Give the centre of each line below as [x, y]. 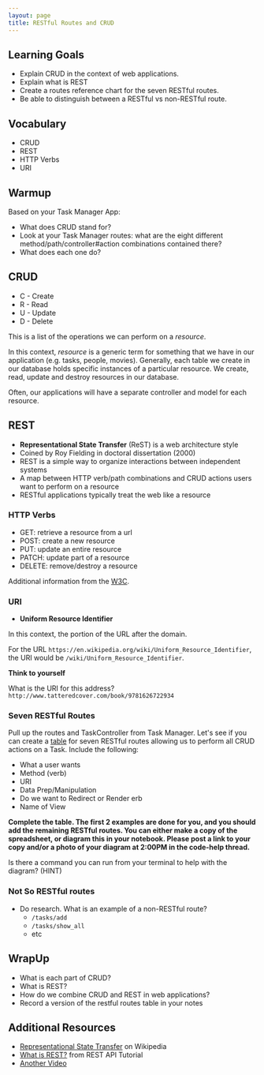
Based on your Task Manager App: [64, 212]
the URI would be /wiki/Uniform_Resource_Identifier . [96, 658]
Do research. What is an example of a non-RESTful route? [113, 908]
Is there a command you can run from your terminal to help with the [118, 863]
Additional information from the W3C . [69, 581]
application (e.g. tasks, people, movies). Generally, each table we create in [129, 360]
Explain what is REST [54, 82]
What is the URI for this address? [61, 688]
